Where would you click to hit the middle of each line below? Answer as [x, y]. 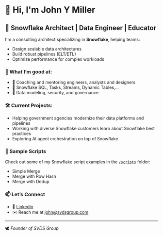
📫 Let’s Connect [25, 194]
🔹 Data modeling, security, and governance [55, 93]
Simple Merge [26, 171]
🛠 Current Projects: [29, 105]
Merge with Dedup [31, 181]
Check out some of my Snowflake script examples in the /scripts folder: [78, 162]
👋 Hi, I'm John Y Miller [50, 10]
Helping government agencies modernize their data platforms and [78, 118]
